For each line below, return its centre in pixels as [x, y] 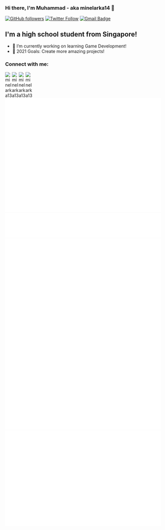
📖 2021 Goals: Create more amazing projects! [58, 51]
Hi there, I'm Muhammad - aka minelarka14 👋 [60, 8]
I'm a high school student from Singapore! [71, 34]
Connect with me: [27, 64]
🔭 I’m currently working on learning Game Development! [69, 46]
